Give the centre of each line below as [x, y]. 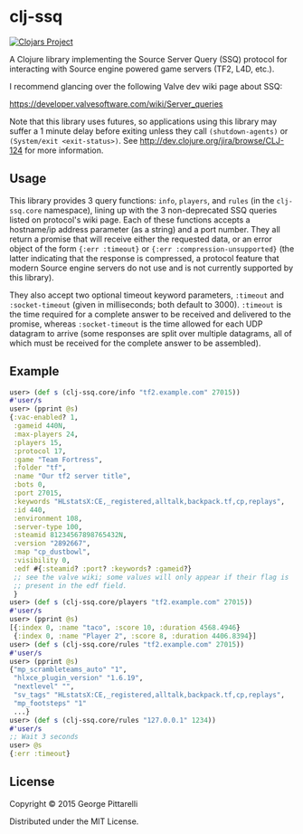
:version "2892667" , [52, 544]
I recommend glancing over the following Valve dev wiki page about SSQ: [146, 86]
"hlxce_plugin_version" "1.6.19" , [78, 678]
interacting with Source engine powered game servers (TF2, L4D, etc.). [142, 69]
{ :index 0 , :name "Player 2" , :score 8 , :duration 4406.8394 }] [135, 636]
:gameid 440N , [40, 426]
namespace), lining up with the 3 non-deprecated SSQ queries [161, 210]
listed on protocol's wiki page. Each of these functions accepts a [130, 220]
